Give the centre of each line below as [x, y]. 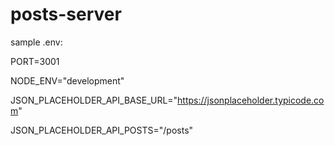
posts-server [66, 14]
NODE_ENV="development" [67, 80]
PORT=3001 [35, 61]
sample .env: [36, 42]
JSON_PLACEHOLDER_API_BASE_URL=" [94, 100]
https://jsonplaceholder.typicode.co [251, 100]
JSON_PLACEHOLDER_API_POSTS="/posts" [102, 130]
